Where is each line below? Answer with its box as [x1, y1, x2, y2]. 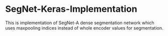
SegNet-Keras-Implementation [5, 3, 137, 15]
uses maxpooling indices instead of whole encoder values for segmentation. [5, 25, 163, 31]
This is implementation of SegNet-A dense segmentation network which [5, 20, 154, 26]
